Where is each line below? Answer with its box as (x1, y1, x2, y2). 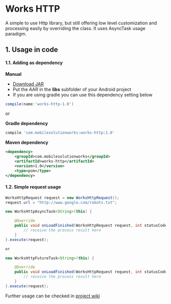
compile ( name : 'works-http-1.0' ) (5, 101, 74, 107)
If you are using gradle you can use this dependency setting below (12, 92, 153, 98)
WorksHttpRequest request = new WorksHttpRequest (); (5, 195, 120, 200)
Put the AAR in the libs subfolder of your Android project (12, 86, 131, 92)
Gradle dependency (5, 120, 48, 127)
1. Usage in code (5, 45, 59, 54)
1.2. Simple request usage (5, 184, 61, 190)
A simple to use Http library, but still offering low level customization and (5, 20, 157, 26)
